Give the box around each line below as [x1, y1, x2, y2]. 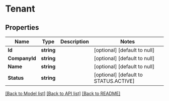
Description [60, 38, 89, 45]
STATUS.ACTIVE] [94, 78, 135, 84]
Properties [5, 23, 39, 32]
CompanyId [8, 55, 36, 62]
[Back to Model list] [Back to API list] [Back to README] [5, 90, 121, 96]
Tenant [5, 3, 35, 15]
